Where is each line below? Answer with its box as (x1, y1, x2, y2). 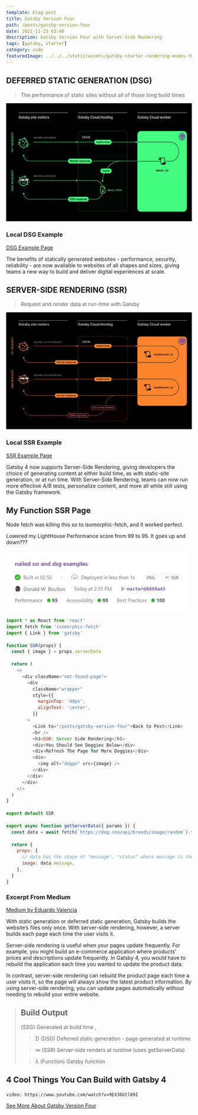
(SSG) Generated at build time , (20, 1024, 97, 1031)
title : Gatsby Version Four (6, 15, 75, 22)
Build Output (20, 1008, 68, 1018)
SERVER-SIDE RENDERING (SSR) (6, 285, 128, 295)
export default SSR (6, 811, 54, 816)
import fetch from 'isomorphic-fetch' (6, 624, 101, 629)
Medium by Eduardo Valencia (6, 906, 78, 914)
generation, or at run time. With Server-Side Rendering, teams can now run (6, 475, 189, 483)
